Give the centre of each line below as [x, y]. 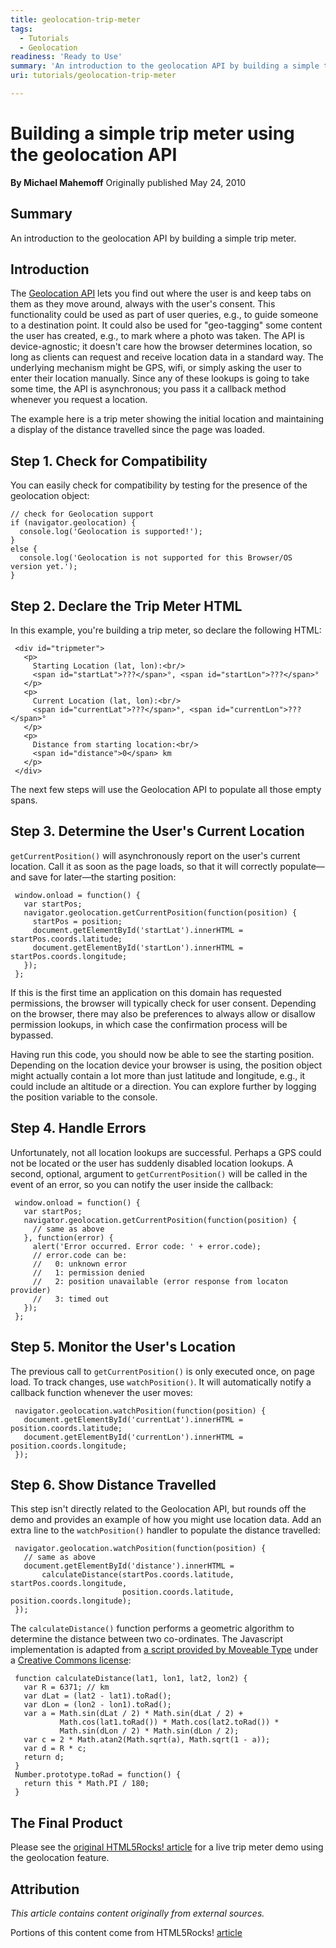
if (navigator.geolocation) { [73, 523]
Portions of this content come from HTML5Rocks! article [126, 1932]
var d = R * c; [55, 1749]
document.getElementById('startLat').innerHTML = [138, 930]
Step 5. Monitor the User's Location [123, 1347]
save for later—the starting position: [102, 877]
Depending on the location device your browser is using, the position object [166, 1065]
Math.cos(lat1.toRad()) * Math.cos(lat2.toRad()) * [169, 1722]
